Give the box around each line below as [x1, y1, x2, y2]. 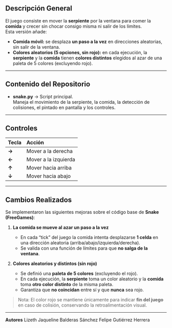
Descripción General [5, 4, 73, 13]
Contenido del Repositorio [5, 80, 91, 89]
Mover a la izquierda [26, 156, 75, 163]
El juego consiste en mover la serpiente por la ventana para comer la [5, 17, 151, 24]
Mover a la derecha [26, 148, 73, 155]
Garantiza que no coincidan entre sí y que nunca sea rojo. [20, 287, 144, 293]
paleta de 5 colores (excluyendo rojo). [12, 60, 93, 66]
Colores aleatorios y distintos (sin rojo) [12, 260, 97, 267]
